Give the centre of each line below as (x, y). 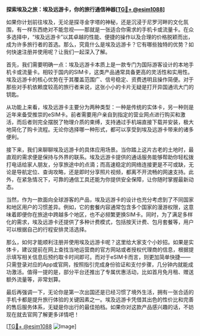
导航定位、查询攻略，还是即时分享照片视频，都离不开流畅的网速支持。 (102, 172)
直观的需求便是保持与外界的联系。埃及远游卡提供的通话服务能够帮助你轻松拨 (100, 157)
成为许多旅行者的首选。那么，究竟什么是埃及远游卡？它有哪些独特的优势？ (97, 44)
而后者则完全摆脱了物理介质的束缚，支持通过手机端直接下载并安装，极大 (105, 122)
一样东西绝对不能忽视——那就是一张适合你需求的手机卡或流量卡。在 (105, 30)
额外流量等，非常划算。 (35, 279)
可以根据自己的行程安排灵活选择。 (48, 229)
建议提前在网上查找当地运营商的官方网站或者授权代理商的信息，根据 (105, 249)
